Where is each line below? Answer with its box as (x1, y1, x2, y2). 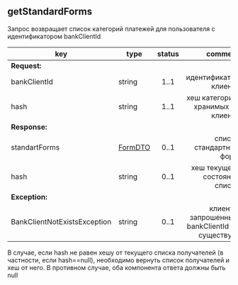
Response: (11, 122, 47, 132)
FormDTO (118, 142, 151, 152)
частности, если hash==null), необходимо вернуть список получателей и (7, 255, 230, 264)
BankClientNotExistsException (11, 216, 112, 226)
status (157, 49, 179, 59)
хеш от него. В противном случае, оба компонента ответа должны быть (7, 263, 226, 272)
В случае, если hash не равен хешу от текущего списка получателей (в (7, 248, 224, 257)
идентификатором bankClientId (7, 32, 101, 40)
